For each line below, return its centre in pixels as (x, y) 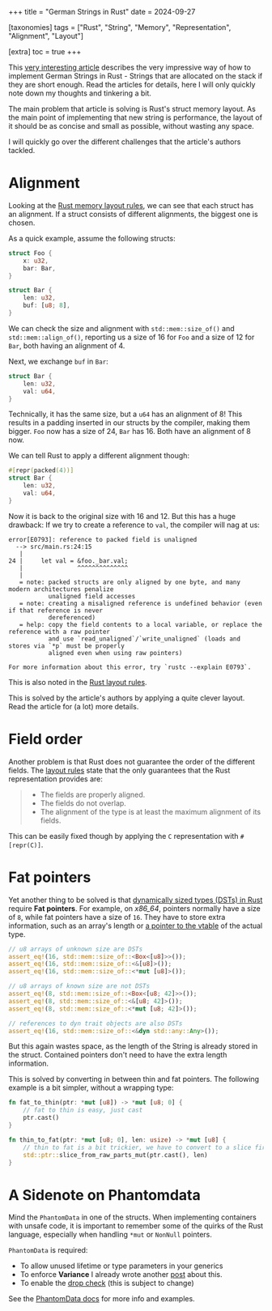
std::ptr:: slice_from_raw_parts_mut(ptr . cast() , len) (115, 1155)
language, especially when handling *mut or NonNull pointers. (110, 1235)
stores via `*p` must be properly (67, 646)
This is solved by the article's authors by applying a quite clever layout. (127, 698)
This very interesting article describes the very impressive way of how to (130, 67)
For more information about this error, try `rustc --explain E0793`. (130, 667)
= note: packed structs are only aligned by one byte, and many (130, 582)
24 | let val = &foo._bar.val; (68, 561)
